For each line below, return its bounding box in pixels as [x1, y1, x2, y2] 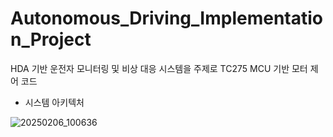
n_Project [10, 28, 92, 51]
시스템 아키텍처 [24, 96, 85, 108]
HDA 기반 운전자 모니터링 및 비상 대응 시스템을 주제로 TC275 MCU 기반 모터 [10, 62, 308, 74]
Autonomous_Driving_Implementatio [10, 7, 323, 30]
